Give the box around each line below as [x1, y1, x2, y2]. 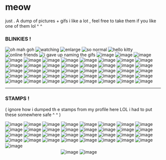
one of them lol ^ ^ [5, 23, 42, 29]
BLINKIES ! [5, 35, 31, 42]
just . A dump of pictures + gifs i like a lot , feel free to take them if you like [5, 18, 157, 24]
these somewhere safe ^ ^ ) [5, 112, 61, 118]
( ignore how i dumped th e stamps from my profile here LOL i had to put [5, 106, 152, 112]
